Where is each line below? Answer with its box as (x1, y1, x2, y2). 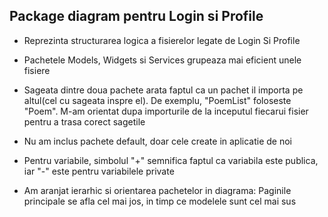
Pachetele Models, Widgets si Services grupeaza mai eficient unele (23, 54, 302, 66)
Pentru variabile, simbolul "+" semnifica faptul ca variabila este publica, (23, 154, 319, 166)
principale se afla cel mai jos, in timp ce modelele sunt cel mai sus (23, 195, 297, 207)
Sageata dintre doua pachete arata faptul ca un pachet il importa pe (23, 84, 304, 96)
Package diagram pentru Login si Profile (9, 8, 264, 25)
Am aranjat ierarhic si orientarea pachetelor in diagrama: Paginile (23, 184, 292, 196)
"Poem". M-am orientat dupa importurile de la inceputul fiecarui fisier (23, 105, 309, 117)
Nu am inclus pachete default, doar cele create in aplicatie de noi (23, 135, 292, 147)
